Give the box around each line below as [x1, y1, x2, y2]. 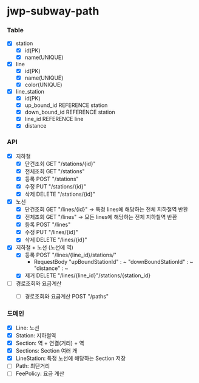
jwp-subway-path [7, 4, 99, 18]
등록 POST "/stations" [24, 175, 79, 182]
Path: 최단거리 [15, 362, 50, 370]
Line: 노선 [15, 324, 40, 331]
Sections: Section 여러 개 [15, 347, 78, 354]
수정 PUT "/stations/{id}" [24, 182, 87, 190]
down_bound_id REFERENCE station [24, 108, 115, 116]
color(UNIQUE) [24, 81, 62, 88]
